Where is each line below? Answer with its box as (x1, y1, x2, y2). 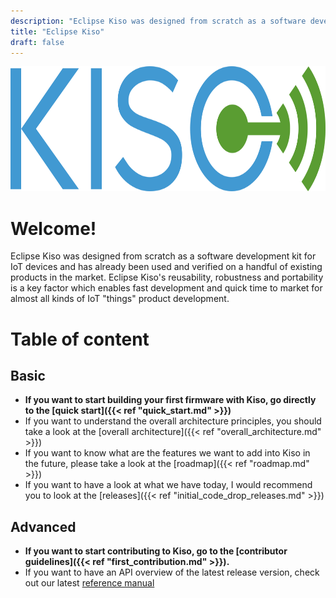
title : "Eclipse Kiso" (10, 26, 105, 37)
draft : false (10, 37, 65, 47)
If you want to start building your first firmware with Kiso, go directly (24, 394, 317, 406)
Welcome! (10, 217, 97, 240)
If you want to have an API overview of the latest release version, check (24, 566, 320, 579)
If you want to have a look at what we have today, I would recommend (24, 479, 313, 491)
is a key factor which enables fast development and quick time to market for (10, 282, 323, 294)
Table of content (10, 328, 150, 350)
